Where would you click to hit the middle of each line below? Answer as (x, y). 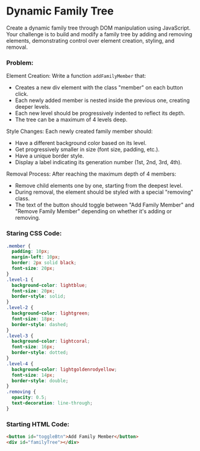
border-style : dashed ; (40, 324)
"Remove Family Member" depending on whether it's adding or (93, 211)
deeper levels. (33, 107)
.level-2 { (20, 308)
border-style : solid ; (39, 296)
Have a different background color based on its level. (81, 143)
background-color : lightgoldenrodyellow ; (64, 369)
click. (22, 94)
